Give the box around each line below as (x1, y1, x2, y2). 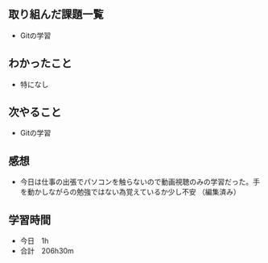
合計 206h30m (19, 246, 74, 256)
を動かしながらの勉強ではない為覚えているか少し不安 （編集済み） (19, 187, 241, 197)
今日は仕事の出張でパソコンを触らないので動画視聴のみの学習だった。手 (19, 177, 260, 187)
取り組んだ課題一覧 (8, 7, 104, 22)
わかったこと (8, 56, 72, 70)
